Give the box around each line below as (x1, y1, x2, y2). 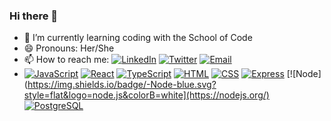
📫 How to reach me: (23, 54, 110, 66)
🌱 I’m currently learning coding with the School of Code (23, 32, 253, 44)
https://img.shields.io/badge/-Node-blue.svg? (27, 79, 217, 91)
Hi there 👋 (9, 9, 59, 23)
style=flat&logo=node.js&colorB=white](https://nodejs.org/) (23, 89, 270, 101)
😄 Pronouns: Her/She (23, 42, 115, 54)
